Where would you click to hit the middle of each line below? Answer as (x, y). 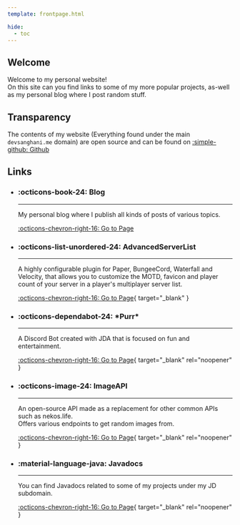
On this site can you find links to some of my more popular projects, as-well (119, 87)
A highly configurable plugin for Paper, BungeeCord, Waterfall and (115, 269)
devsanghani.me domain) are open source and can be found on (99, 142)
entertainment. (39, 346)
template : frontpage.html (46, 14)
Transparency (39, 117)
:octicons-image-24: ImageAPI (72, 386)
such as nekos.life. (45, 416)
